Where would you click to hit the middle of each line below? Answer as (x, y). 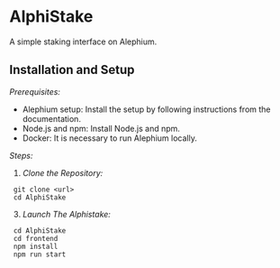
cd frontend (36, 238)
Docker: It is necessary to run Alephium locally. (110, 138)
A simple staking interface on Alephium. (83, 42)
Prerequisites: (35, 91)
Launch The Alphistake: (66, 214)
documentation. (51, 118)
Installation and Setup (72, 70)
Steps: (21, 155)
